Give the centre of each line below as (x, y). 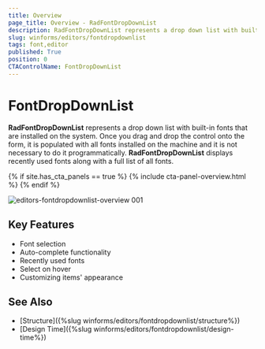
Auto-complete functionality (65, 252)
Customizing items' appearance (71, 277)
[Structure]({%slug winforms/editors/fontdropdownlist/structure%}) (130, 321)
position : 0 (28, 60)
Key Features (41, 225)
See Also (30, 301)
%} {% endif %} (34, 184)
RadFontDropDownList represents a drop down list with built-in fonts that (128, 128)
